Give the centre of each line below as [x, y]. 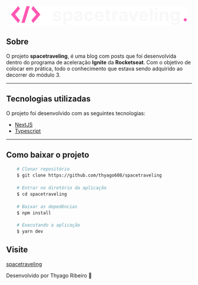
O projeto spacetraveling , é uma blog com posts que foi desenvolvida [91, 56]
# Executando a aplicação [49, 225]
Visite [17, 250]
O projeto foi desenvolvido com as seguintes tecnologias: [76, 113]
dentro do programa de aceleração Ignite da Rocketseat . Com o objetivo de [99, 62]
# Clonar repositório [43, 169]
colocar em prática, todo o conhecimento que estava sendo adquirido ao [95, 68]
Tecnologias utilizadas [48, 99]
